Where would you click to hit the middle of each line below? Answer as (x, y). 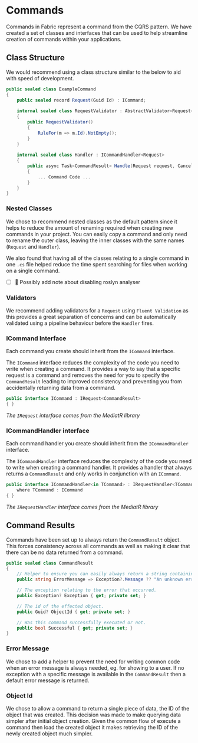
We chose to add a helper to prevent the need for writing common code (93, 661)
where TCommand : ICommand (50, 490)
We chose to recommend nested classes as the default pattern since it (92, 221)
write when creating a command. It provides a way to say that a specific (93, 369)
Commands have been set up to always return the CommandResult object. (93, 540)
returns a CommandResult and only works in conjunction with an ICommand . (94, 474)
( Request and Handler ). (33, 246)
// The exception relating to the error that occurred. (87, 590)
